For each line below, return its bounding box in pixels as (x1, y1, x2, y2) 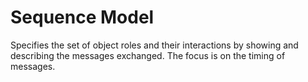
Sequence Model (10, 6, 155, 29)
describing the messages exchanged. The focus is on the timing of (10, 49, 286, 61)
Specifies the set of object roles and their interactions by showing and (10, 39, 299, 51)
